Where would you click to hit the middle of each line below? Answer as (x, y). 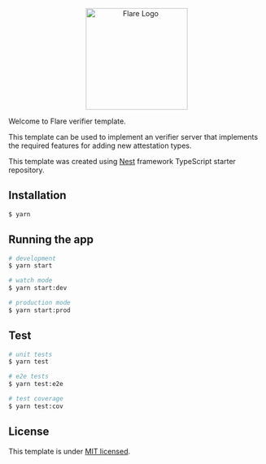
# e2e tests (28, 377)
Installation (37, 195)
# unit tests (31, 354)
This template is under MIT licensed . (70, 451)
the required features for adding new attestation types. (100, 145)
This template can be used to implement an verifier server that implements (133, 137)
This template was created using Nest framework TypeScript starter (122, 161)
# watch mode (31, 280)
